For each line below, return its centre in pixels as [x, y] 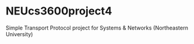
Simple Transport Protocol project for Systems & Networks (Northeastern [97, 28]
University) [19, 34]
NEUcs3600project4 [59, 11]
